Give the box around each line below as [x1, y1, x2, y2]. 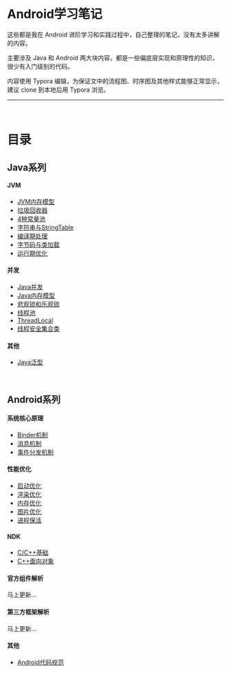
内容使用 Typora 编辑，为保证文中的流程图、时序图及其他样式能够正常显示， [7, 76, 223, 85]
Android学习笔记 [7, 6, 103, 22]
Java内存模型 [16, 291, 56, 300]
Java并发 [16, 282, 43, 291]
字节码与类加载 [16, 240, 60, 249]
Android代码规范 [16, 658, 64, 666]
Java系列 [7, 161, 47, 173]
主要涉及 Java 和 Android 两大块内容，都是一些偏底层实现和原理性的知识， [7, 53, 219, 62]
